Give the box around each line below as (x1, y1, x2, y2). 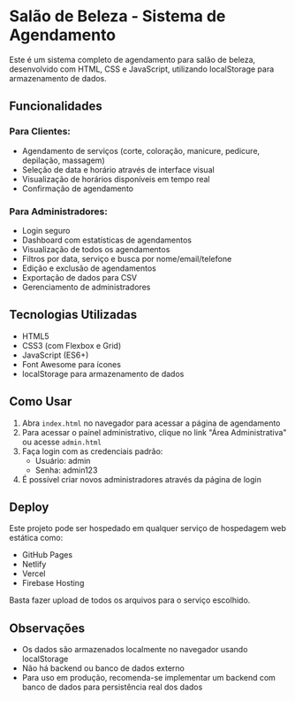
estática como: (9, 533, 64, 543)
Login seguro (21, 225, 71, 235)
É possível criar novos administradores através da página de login (21, 474, 262, 484)
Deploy (9, 499, 49, 514)
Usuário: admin (34, 455, 91, 466)
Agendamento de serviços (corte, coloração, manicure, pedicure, (21, 145, 261, 156)
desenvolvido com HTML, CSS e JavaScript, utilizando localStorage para (9, 64, 275, 74)
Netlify (21, 559, 47, 570)
